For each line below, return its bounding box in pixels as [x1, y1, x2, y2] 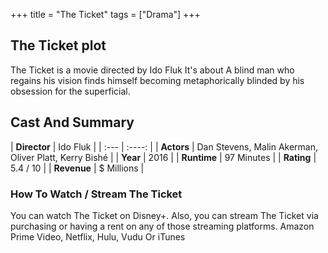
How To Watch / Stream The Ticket [10, 187, 183, 201]
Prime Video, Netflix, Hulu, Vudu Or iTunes [10, 230, 186, 243]
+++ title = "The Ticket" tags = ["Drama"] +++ [10, 9, 201, 20]
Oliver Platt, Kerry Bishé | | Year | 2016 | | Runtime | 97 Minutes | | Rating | [10, 151, 317, 163]
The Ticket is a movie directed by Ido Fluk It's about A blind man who [10, 64, 295, 76]
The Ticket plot [10, 37, 107, 54]
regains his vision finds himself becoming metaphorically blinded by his [10, 74, 305, 86]
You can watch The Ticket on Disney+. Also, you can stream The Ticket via [10, 209, 319, 221]
